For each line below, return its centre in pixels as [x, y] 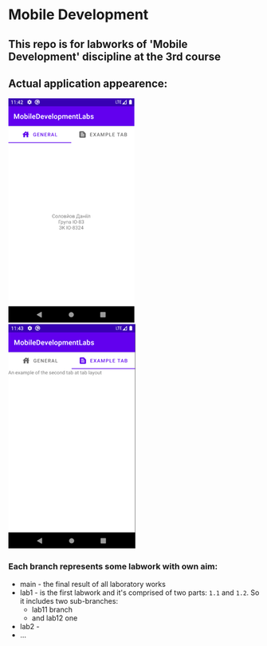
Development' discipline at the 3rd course [115, 56]
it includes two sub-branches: [69, 601]
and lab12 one [55, 618]
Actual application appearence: [88, 83]
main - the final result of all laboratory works [92, 584]
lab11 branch [52, 609]
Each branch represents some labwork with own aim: [113, 566]
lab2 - [29, 626]
